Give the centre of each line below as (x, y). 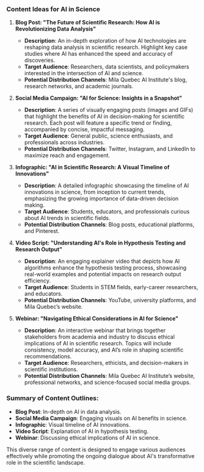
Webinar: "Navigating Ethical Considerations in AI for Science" (97, 319)
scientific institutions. (51, 369)
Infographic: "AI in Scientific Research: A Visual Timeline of (92, 168)
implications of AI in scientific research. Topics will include (98, 344)
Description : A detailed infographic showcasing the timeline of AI (107, 186)
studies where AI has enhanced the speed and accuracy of (98, 54)
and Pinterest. (42, 231)
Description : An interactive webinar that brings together (95, 330)
